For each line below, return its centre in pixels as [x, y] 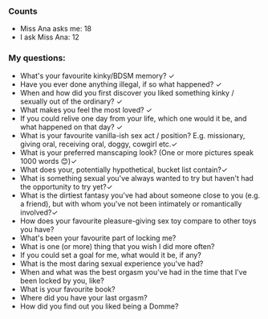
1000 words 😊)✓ [49, 161]
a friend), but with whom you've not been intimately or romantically [131, 203]
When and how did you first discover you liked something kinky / [127, 92]
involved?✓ [39, 212]
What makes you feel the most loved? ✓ [86, 109]
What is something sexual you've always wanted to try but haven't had [137, 178]
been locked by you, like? [62, 280]
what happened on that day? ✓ [71, 127]
